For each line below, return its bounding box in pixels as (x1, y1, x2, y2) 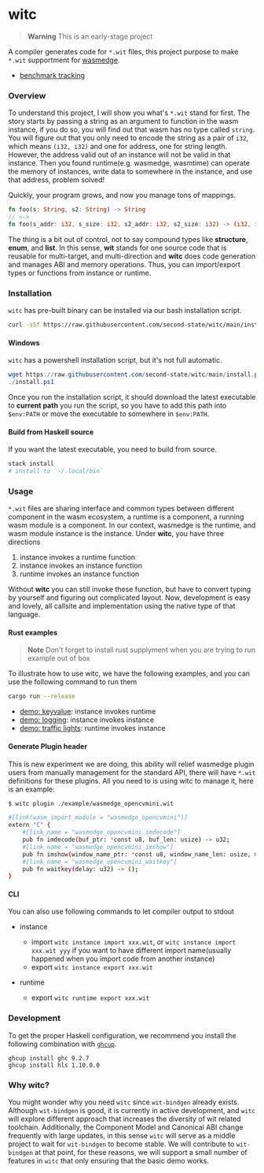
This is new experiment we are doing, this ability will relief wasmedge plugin (8, 759, 255, 769)
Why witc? (8, 1079, 49, 1090)
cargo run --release (8, 692, 76, 701)
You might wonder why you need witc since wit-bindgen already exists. (8, 1097, 240, 1107)
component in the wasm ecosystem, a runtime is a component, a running (8, 512, 244, 522)
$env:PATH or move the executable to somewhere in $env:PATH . (8, 408, 210, 419)
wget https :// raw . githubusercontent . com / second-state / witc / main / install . (8, 371, 255, 379)
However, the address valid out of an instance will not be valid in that (8, 150, 231, 159)
